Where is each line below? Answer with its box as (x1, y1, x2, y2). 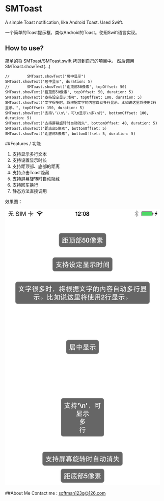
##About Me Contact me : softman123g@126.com (5, 490, 106, 496)
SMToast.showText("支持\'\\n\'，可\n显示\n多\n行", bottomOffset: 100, (5, 111, 149, 116)
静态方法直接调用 (12, 188, 47, 194)
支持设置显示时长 (12, 157, 47, 163)
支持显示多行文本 (12, 151, 47, 157)
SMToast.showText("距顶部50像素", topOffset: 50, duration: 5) (5, 89, 134, 94)
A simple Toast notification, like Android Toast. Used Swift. (5, 19, 124, 25)
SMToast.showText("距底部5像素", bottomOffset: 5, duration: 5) (5, 131, 136, 136)
